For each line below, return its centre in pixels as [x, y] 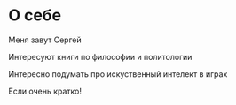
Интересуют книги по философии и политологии [100, 56]
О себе [35, 15]
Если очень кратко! [45, 91]
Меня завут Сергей [45, 40]
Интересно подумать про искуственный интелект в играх [118, 74]
